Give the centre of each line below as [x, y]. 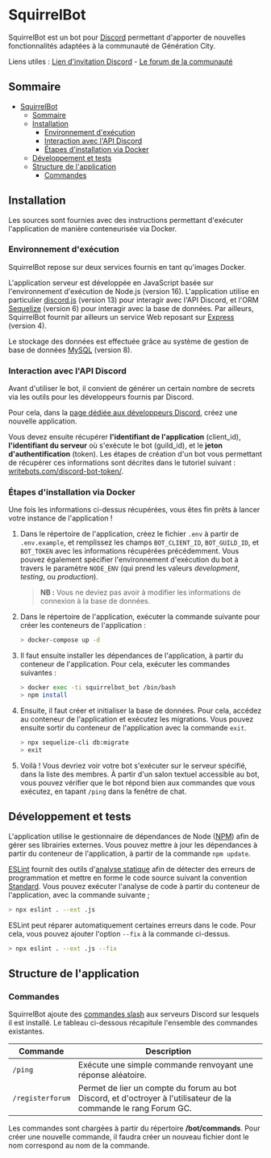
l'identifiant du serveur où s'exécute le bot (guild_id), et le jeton [116, 445]
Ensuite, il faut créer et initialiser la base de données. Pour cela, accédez [141, 711]
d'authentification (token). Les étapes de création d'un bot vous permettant [135, 454]
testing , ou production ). [59, 577]
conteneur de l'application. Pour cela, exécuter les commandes [125, 664]
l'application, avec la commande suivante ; [79, 895]
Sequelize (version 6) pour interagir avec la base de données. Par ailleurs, [131, 308]
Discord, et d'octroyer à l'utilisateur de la [155, 1098]
